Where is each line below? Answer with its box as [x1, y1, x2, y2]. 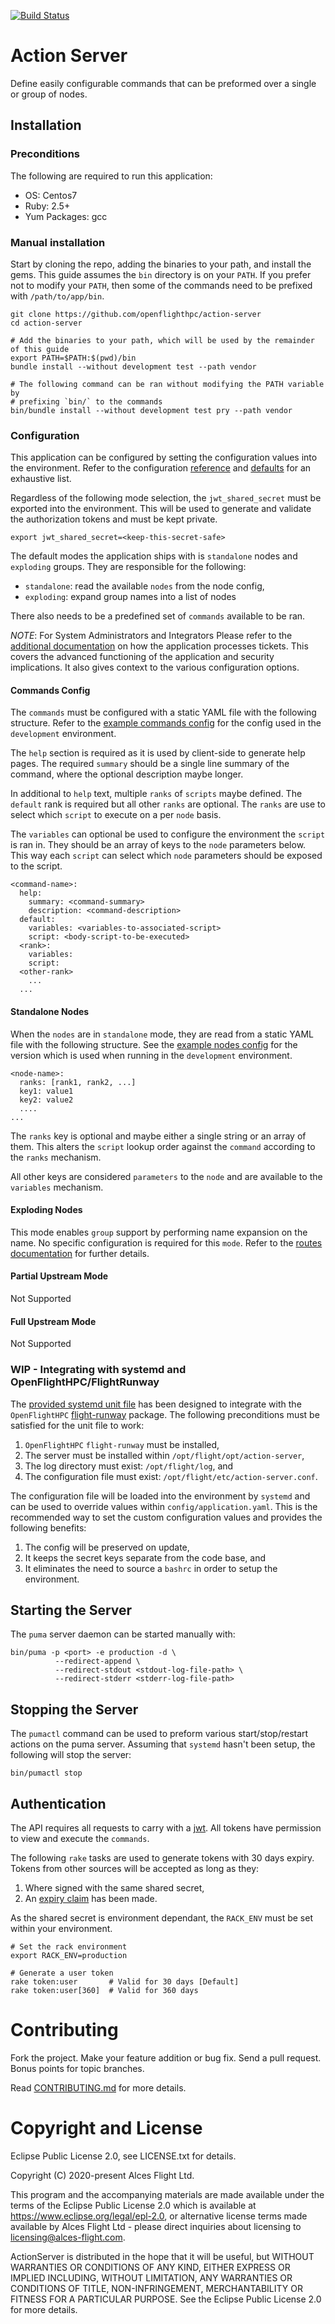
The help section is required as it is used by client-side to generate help [10, 747, 306, 759]
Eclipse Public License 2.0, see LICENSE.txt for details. [10, 2150, 237, 2162]
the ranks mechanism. [10, 1151, 102, 1163]
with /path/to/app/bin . [10, 290, 105, 302]
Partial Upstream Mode [10, 1270, 109, 1282]
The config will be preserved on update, [24, 1541, 190, 1553]
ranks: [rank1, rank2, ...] [19, 1077, 137, 1087]
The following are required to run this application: [10, 170, 213, 182]
